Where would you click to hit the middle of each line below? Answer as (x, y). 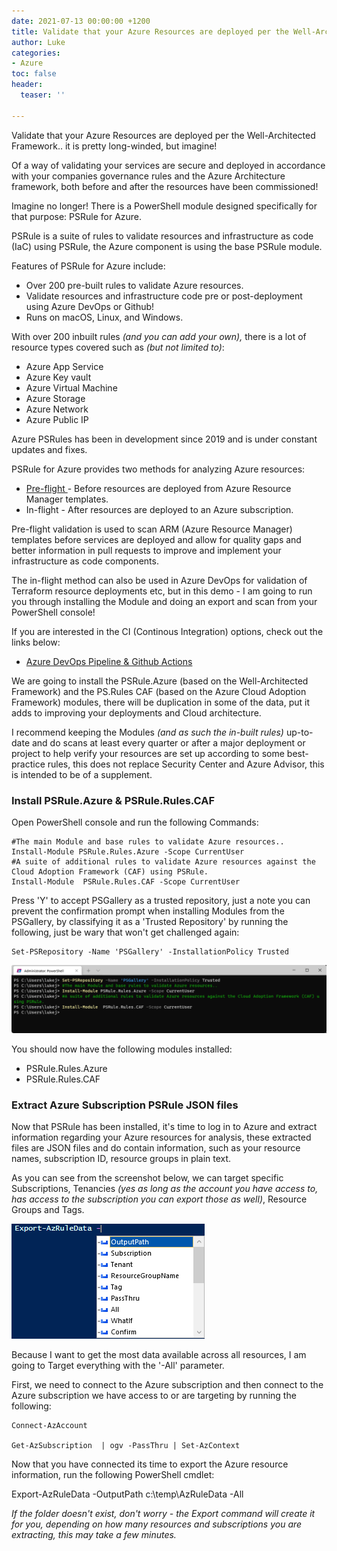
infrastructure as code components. (85, 561)
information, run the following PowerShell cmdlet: (113, 1475)
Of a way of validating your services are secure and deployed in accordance (168, 165)
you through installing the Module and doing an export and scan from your (164, 601)
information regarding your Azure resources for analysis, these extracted (161, 1137)
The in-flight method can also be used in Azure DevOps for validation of (159, 580)
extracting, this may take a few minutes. (94, 1535)
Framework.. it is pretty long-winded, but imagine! (114, 146)
